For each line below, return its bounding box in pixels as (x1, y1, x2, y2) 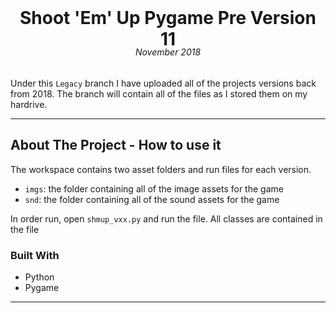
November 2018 (134, 46, 202, 58)
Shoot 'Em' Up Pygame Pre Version (19, 7, 317, 30)
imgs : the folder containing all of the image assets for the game (24, 182, 284, 195)
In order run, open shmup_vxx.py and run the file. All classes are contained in (10, 212, 323, 225)
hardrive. (10, 98, 48, 110)
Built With (10, 248, 60, 262)
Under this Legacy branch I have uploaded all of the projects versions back (10, 77, 317, 89)
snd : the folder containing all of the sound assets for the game (24, 193, 280, 205)
